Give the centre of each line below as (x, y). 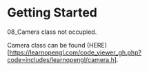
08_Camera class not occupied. (52, 32)
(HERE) (97, 45)
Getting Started (52, 13)
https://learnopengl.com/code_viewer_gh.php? (76, 52)
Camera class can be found (46, 45)
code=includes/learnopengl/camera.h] (62, 59)
